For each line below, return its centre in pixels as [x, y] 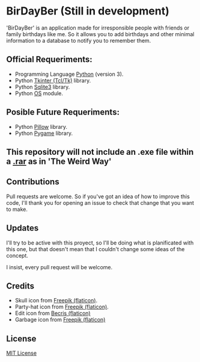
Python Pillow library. [41, 126]
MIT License [22, 353]
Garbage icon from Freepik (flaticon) [60, 320]
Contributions [33, 182]
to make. [17, 209]
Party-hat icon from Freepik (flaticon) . [62, 307]
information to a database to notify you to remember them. [79, 40]
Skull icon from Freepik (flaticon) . [56, 301]
